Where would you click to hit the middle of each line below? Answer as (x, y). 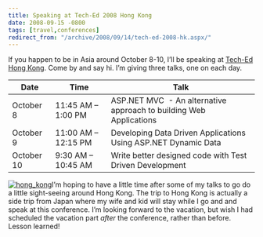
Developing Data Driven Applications (178, 133)
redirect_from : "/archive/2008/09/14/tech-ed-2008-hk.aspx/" (110, 37)
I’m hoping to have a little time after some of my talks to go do (151, 184)
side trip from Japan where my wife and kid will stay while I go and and (122, 202)
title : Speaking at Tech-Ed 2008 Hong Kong (80, 15)
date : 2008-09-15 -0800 (47, 23)
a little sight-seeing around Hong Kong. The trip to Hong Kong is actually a (128, 193)
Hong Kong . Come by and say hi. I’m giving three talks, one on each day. (125, 68)
